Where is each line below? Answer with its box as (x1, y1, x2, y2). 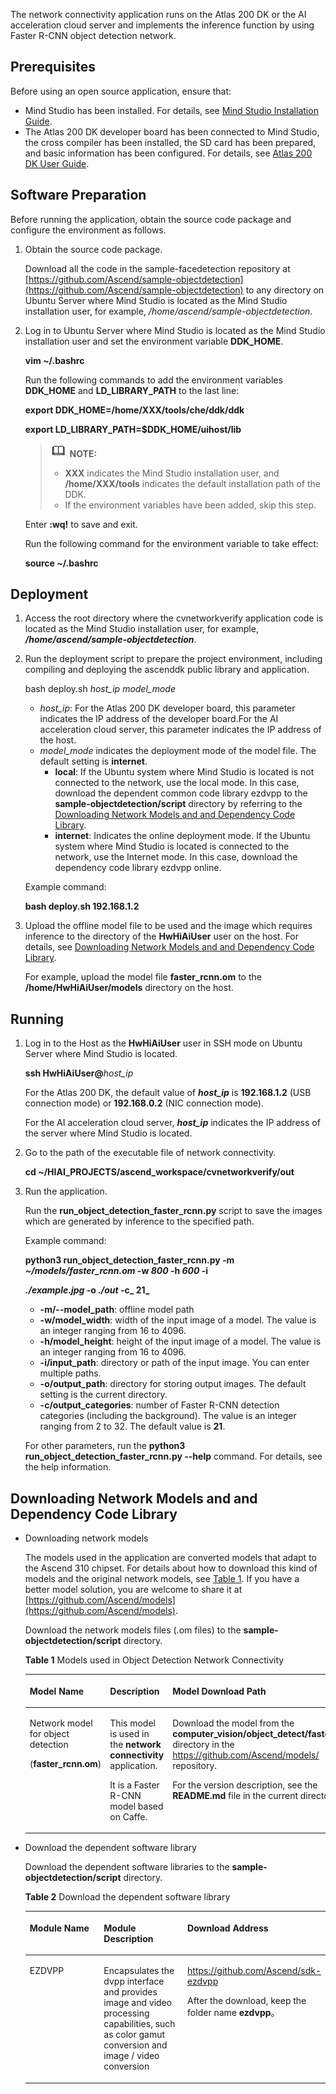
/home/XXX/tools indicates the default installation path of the (64, 477, 321, 489)
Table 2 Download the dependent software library (24, 1891, 231, 1903)
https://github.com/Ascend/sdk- (187, 1965, 322, 1977)
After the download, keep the (187, 1995, 307, 2007)
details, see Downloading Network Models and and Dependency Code (24, 941, 315, 953)
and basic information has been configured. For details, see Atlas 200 (24, 147, 313, 159)
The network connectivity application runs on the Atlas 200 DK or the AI (10, 9, 307, 20)
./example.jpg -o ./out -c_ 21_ (24, 1284, 150, 1296)
